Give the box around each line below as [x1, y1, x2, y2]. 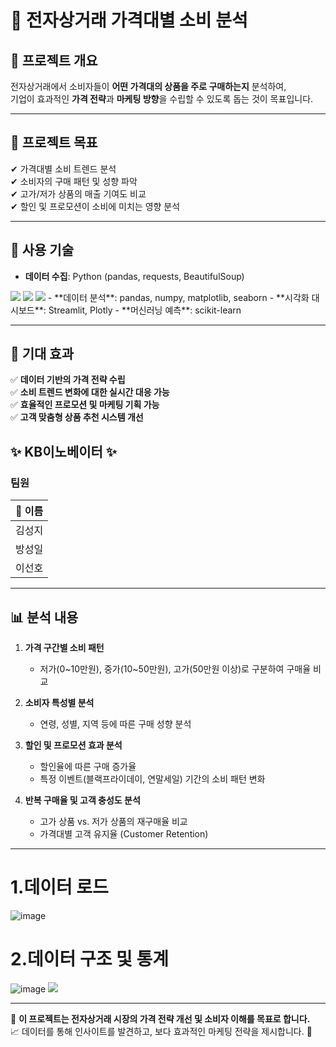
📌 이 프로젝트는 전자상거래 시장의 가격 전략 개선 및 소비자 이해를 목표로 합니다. [10, 1012, 311, 1025]
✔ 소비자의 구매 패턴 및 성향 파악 [10, 175, 138, 187]
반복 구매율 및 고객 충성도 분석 [24, 794, 141, 806]
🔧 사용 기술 [10, 242, 75, 259]
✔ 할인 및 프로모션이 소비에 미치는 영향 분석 [10, 200, 181, 212]
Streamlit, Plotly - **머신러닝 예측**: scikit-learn [48, 304, 242, 316]
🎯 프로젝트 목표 [10, 134, 98, 151]
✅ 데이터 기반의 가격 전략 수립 [10, 374, 126, 386]
